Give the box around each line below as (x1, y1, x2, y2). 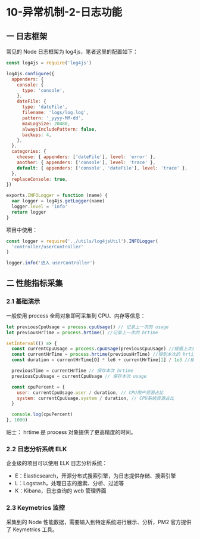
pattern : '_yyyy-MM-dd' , (21, 115, 84, 121)
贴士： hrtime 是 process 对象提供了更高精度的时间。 (6, 429, 136, 436)
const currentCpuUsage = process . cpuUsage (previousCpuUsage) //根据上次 (11, 346, 192, 352)
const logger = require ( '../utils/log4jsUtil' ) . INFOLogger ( (6, 238, 159, 244)
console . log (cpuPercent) (11, 411, 73, 418)
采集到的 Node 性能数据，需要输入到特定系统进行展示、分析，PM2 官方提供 (6, 518, 192, 525)
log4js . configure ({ (6, 70, 55, 76)
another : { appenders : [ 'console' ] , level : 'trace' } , (17, 159, 156, 165)
